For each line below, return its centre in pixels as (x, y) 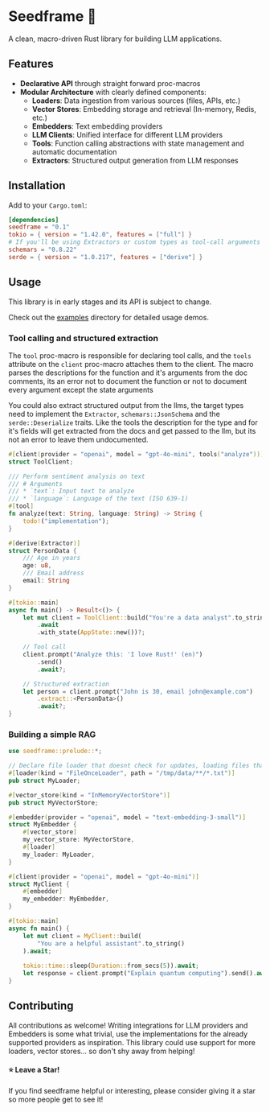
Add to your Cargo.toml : (48, 205)
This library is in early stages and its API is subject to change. (110, 302)
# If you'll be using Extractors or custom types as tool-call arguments (135, 242)
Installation (37, 185)
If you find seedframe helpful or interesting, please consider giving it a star (132, 1090)
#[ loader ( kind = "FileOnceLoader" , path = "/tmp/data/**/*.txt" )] (122, 773)
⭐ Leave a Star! (34, 1070)
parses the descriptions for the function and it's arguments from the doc (128, 373)
